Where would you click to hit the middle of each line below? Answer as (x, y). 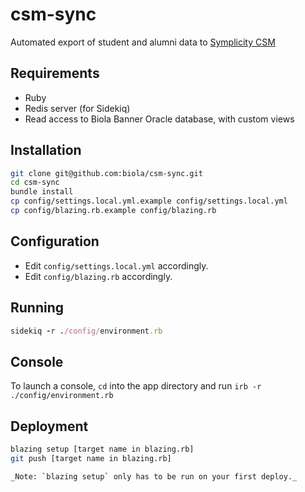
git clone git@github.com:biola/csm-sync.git (106, 173)
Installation (46, 150)
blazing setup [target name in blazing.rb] (102, 449)
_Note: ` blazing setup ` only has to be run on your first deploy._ (154, 476)
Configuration (55, 241)
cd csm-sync (35, 183)
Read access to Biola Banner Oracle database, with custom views (159, 119)
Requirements (55, 73)
